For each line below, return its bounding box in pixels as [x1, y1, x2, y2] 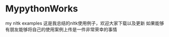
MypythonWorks [5, 3, 78, 14]
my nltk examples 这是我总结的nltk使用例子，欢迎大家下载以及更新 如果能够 [5, 20, 164, 26]
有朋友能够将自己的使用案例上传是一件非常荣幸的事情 [5, 26, 117, 32]
